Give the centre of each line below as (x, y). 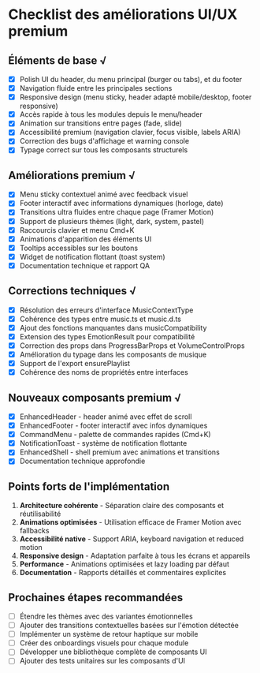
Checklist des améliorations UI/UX (123, 15)
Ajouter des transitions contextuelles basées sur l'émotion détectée (129, 626)
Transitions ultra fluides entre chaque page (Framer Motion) (117, 212)
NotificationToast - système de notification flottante (103, 443)
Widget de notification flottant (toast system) (92, 256)
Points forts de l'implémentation (89, 486)
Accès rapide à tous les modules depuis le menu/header (111, 114)
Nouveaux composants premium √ (95, 397)
